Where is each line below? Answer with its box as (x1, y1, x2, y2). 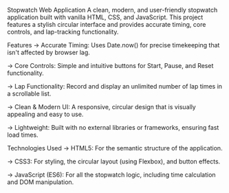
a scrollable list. (7, 89, 52, 98)
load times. (7, 130, 39, 139)
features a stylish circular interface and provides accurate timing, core (7, 21, 206, 28)
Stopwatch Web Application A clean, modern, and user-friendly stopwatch (7, 6, 218, 14)
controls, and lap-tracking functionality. (7, 27, 119, 36)
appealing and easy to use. (7, 110, 84, 118)
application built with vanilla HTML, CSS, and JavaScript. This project (7, 13, 204, 21)
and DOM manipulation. (7, 178, 74, 186)
